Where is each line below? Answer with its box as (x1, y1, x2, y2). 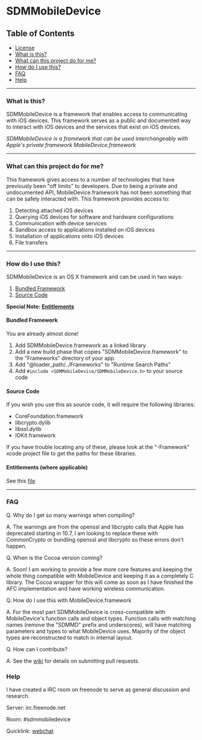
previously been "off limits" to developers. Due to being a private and (6, 182, 177, 189)
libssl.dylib (14, 425, 42, 433)
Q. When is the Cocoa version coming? (6, 554, 103, 561)
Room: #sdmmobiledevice (6, 716, 71, 723)
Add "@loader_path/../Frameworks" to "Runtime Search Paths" (14, 361, 171, 368)
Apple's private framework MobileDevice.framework (6, 142, 136, 149)
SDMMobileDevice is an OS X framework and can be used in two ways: (6, 273, 183, 280)
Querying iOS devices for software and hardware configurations (14, 213, 174, 221)
